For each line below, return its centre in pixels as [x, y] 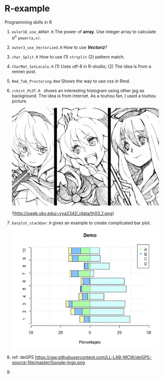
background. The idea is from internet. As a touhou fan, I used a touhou [84, 96]
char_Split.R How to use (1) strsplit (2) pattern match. [68, 56]
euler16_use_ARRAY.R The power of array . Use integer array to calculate [84, 31]
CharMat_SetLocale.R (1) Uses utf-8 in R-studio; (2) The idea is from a [81, 66]
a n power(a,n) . [26, 37]
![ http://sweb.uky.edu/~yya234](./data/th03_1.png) [63, 213]
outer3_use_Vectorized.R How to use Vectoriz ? [59, 47]
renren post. [24, 71]
